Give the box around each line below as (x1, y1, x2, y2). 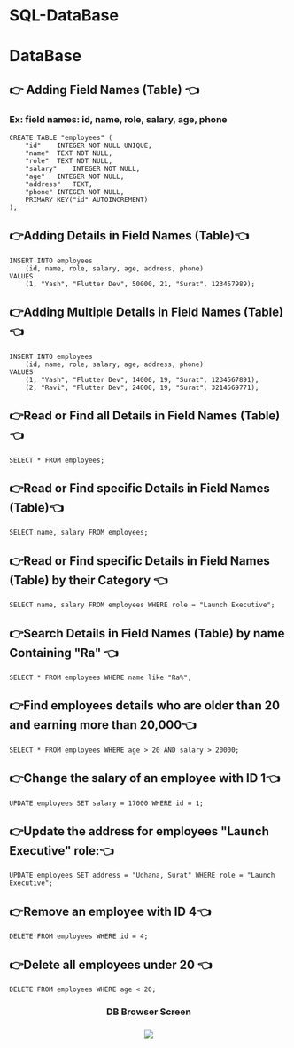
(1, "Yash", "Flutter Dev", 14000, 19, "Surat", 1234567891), (25, 375, 259, 384)
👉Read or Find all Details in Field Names (9, 409, 238, 424)
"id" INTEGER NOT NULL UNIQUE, (25, 141, 152, 151)
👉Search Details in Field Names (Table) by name (9, 626, 285, 641)
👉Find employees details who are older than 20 (9, 698, 281, 714)
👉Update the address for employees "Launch (9, 824, 270, 839)
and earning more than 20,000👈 (9, 717, 197, 732)
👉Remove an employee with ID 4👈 (9, 903, 211, 919)
